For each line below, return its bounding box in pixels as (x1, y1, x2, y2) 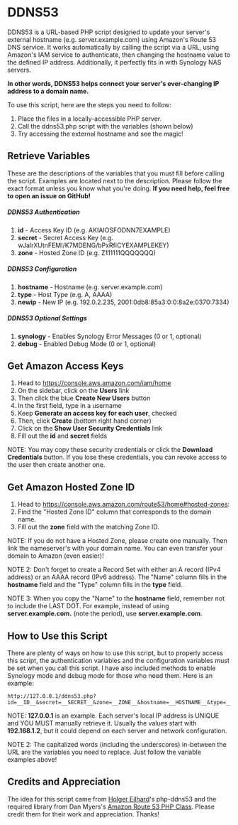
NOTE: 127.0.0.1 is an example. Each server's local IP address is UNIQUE (7, 711, 220, 720)
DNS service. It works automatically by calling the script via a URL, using (7, 43, 220, 51)
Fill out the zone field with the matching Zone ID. (17, 523, 159, 532)
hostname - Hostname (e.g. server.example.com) (17, 282, 163, 291)
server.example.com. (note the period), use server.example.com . (7, 609, 203, 618)
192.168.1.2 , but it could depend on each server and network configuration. (7, 726, 227, 735)
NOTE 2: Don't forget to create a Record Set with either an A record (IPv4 (7, 566, 221, 574)
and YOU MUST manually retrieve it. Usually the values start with (7, 719, 197, 728)
